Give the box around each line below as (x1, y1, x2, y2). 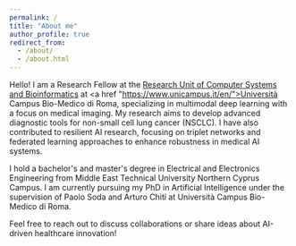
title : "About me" (9, 21, 78, 30)
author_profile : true (9, 30, 90, 38)
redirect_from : (9, 38, 66, 47)
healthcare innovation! (34, 228, 117, 238)
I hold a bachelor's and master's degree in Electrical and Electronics (9, 163, 260, 174)
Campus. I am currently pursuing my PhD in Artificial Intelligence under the (9, 182, 284, 192)
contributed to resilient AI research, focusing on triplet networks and (9, 127, 261, 137)
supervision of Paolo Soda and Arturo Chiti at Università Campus (9, 191, 248, 202)
